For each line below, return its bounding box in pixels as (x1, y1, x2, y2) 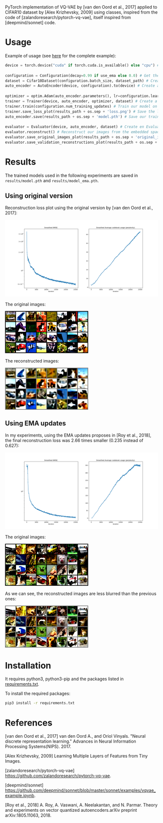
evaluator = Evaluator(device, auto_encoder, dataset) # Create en (5, 124, 145, 130)
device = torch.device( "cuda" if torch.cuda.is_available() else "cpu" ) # (5, 63, 160, 68)
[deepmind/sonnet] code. (5, 19, 56, 25)
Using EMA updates (5, 419, 66, 428)
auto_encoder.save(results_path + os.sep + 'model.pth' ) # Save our (5, 114, 147, 119)
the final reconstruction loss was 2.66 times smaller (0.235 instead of (5, 437, 144, 443)
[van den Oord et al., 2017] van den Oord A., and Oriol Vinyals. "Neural (5, 733, 146, 739)
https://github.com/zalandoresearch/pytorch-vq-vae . (5, 773, 112, 779)
